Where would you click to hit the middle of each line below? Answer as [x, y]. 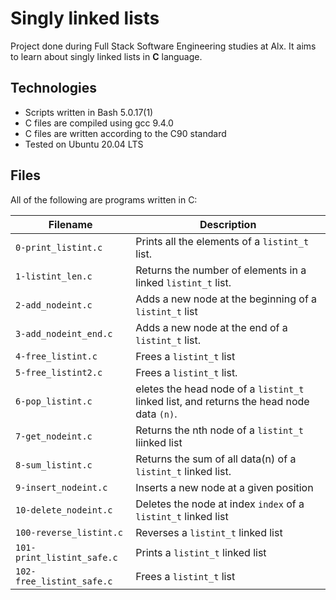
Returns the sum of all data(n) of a [216, 459]
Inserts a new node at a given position [224, 487]
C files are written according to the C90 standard [125, 133]
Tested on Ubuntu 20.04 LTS [84, 144]
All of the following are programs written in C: [104, 199]
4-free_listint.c [56, 356]
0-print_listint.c [59, 247]
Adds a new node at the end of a [211, 327]
